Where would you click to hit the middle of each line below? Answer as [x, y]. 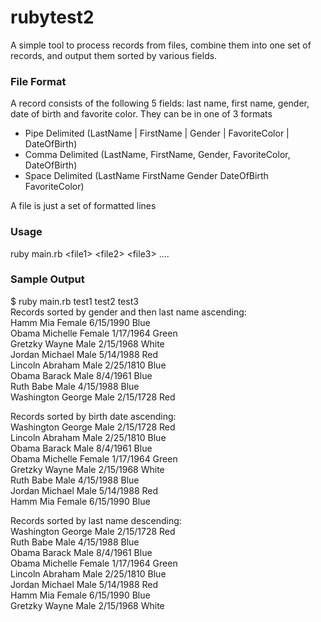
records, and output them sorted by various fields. [114, 55]
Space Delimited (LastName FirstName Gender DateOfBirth [146, 176]
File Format [38, 81]
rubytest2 [52, 17]
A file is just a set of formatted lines [83, 206]
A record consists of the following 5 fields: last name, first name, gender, [160, 103]
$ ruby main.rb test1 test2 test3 [74, 301]
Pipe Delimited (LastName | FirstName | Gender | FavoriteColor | [157, 133]
